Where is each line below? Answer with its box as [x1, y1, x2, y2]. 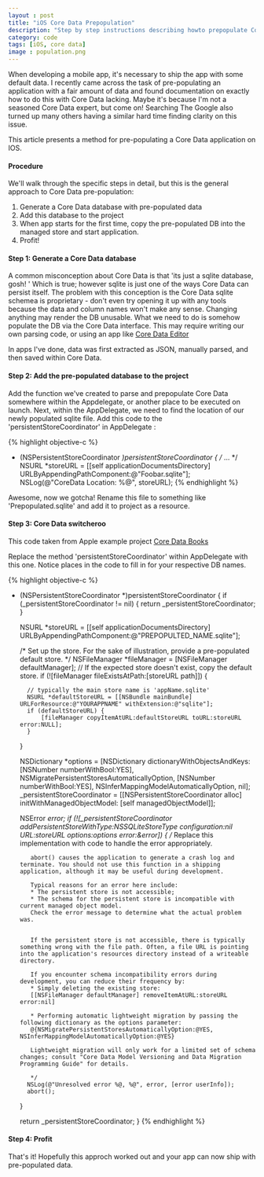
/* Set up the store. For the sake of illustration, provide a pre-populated [19, 646, 250, 655]
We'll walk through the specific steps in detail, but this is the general [8, 178, 229, 189]
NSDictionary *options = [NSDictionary [19, 756, 146, 766]
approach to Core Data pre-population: [8, 187, 134, 196]
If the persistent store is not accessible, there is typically [30, 936, 245, 944]
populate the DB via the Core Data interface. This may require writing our [8, 321, 244, 331]
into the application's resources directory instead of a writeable [19, 950, 249, 958]
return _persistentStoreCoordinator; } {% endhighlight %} [19, 1116, 206, 1126]
